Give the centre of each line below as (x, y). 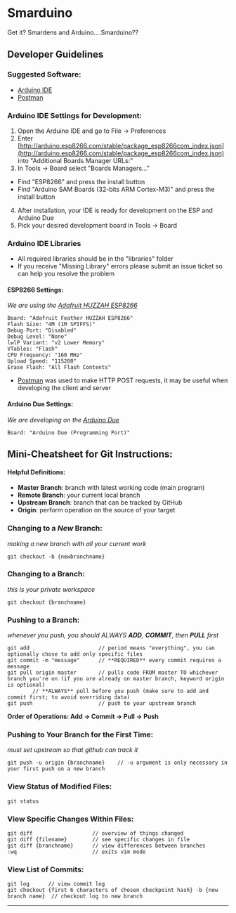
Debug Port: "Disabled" (42, 331)
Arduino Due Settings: (40, 404)
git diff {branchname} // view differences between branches (106, 846)
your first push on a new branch (56, 769)
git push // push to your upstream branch (102, 704)
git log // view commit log (56, 884)
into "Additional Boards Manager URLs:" (75, 160)
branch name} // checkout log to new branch (75, 896)
